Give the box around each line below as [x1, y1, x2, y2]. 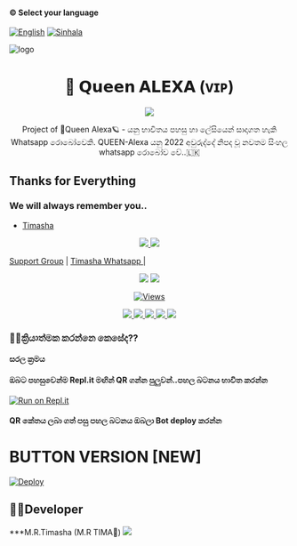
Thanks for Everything [9, 173, 136, 189]
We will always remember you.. [9, 200, 148, 213]
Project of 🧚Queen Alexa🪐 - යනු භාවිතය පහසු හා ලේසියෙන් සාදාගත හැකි [21, 124, 277, 135]
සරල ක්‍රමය [9, 354, 46, 365]
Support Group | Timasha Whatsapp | [9, 255, 147, 266]
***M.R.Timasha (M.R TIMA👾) [9, 526, 122, 537]
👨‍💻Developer [9, 502, 84, 518]
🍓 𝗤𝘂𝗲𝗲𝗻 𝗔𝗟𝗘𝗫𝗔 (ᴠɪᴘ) [64, 76, 235, 97]
